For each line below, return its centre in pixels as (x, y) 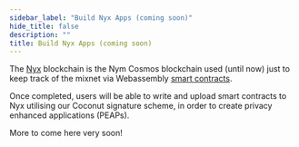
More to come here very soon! (66, 133)
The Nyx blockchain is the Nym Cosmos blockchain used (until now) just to (150, 69)
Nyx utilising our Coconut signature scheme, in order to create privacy (141, 106)
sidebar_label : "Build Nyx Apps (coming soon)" (101, 18)
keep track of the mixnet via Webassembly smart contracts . (121, 79)
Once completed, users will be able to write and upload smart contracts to (148, 96)
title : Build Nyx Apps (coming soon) (81, 43)
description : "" (40, 34)
